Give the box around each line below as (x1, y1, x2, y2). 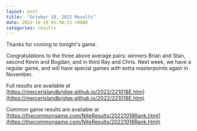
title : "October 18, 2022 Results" (6, 14, 96, 20)
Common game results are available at (6, 106, 99, 113)
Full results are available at (6, 82, 71, 89)
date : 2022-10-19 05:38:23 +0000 (6, 19, 88, 25)
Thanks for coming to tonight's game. (6, 41, 97, 48)
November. (6, 71, 33, 78)
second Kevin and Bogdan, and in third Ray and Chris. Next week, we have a (6, 58, 191, 65)
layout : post (6, 8, 38, 15)
